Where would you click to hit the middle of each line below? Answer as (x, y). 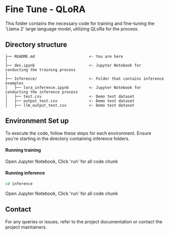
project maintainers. (26, 227)
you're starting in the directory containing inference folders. (68, 139)
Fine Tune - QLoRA (46, 9)
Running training (23, 150)
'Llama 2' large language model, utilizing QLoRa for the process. (72, 28)
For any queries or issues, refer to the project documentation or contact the (84, 221)
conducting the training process (40, 70)
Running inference (25, 173)
